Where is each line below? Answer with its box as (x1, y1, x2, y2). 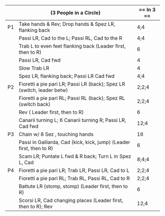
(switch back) (19, 101, 51, 107)
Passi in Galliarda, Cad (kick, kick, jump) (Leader (19, 139, 131, 145)
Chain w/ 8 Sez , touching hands (19, 131, 94, 138)
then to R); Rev (19, 203, 53, 210)
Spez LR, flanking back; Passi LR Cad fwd (19, 73, 115, 79)
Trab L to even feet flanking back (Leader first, (19, 43, 126, 49)
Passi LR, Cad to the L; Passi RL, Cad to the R (19, 35, 123, 41)
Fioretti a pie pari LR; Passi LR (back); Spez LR (19, 81, 125, 87)
